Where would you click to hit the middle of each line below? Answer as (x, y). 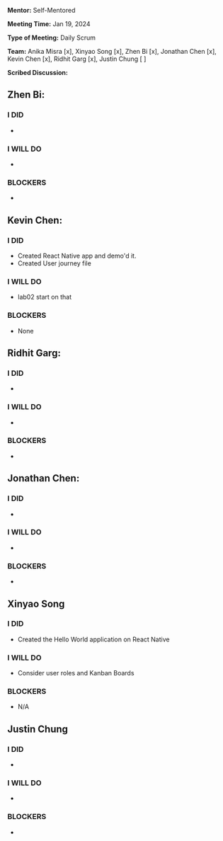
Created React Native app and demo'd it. (77, 256)
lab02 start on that (45, 297)
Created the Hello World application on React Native (93, 639)
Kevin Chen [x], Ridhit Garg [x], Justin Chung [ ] (77, 59)
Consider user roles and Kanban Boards (76, 673)
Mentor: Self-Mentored (41, 10)
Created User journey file (55, 263)
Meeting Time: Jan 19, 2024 (49, 24)
